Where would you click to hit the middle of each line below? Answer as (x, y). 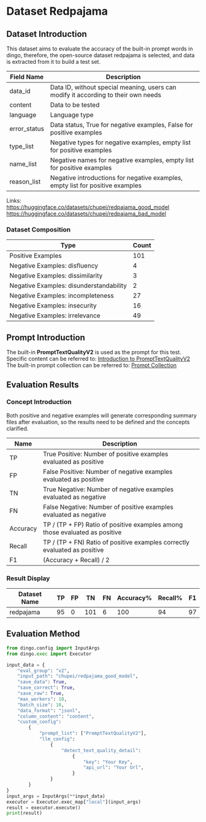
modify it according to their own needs (105, 95)
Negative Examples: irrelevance (55, 316)
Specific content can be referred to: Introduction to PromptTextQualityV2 (98, 359)
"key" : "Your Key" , (108, 762)
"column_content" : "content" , (56, 716)
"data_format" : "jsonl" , (49, 710)
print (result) (25, 813)
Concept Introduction (39, 402)
